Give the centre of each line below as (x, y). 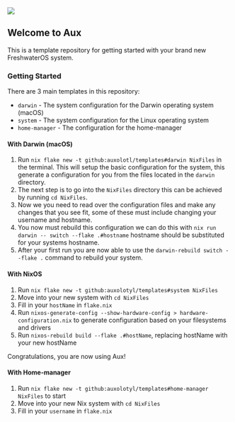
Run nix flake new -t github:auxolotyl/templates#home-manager (113, 388)
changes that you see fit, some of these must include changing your (117, 213)
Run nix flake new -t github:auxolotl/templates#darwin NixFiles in (120, 160)
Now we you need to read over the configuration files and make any (116, 205)
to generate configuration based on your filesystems (150, 320)
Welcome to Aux (45, 33)
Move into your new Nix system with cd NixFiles (89, 403)
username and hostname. (55, 220)
